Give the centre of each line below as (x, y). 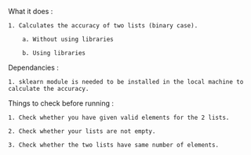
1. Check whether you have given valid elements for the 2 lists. (119, 117)
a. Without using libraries (68, 39)
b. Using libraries (54, 53)
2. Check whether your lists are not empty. (82, 132)
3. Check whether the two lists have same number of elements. (114, 145)
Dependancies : (33, 67)
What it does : (31, 11)
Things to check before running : (61, 103)
